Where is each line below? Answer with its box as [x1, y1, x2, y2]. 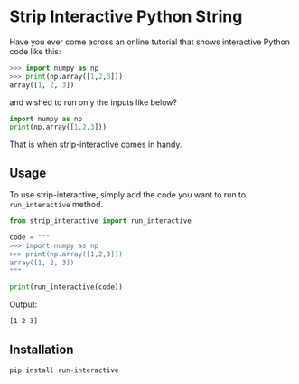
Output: [9, 299, 38, 310]
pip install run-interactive [9, 365, 119, 375]
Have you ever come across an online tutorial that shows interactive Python [9, 36, 291, 47]
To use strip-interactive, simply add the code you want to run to [9, 189, 247, 200]
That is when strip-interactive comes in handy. [9, 139, 182, 150]
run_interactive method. [9, 199, 104, 210]
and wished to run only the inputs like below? [9, 97, 178, 108]
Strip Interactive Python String [9, 6, 243, 27]
